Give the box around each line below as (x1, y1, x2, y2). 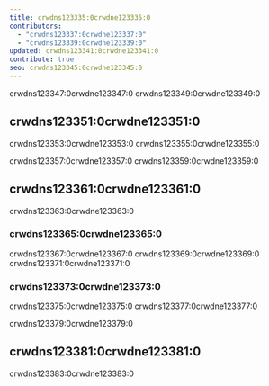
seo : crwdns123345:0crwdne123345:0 (9, 64, 143, 73)
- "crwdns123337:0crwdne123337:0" (17, 30, 147, 39)
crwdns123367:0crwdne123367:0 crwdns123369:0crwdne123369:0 (9, 248, 260, 259)
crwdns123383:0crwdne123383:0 (9, 368, 135, 379)
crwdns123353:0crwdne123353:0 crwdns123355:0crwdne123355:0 (9, 138, 260, 148)
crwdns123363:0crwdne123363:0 (9, 205, 135, 216)
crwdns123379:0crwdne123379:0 (9, 319, 133, 329)
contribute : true (9, 55, 75, 64)
